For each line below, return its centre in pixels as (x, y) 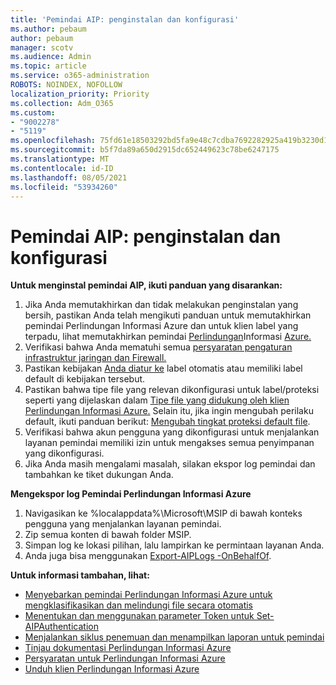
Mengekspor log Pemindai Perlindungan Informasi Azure (131, 494)
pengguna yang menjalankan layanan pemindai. (123, 524)
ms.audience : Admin (51, 57)
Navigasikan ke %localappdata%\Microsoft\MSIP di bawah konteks (163, 513)
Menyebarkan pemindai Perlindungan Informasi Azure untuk (148, 595)
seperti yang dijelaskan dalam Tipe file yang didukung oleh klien (157, 400)
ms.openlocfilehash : (53, 141)
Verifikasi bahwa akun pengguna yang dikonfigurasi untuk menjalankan (172, 432)
